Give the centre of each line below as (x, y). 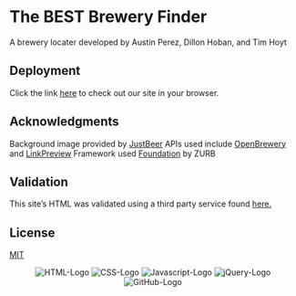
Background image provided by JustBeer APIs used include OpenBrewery (148, 143)
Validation (39, 181)
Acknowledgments (65, 122)
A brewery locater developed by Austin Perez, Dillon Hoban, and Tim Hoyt (148, 42)
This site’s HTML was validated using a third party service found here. (141, 204)
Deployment (45, 71)
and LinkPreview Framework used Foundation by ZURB (112, 153)
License (32, 233)
